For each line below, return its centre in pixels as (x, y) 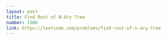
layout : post (22, 11)
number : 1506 (22, 22)
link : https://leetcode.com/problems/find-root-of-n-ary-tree (83, 28)
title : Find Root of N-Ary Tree (45, 17)
